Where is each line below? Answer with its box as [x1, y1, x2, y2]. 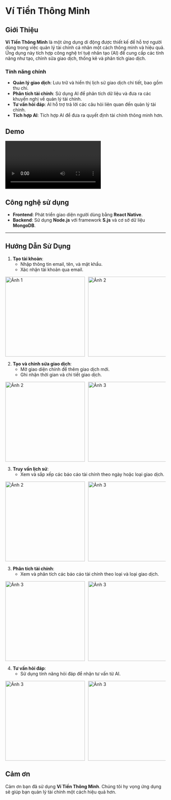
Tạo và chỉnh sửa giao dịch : [12, 360, 72, 367]
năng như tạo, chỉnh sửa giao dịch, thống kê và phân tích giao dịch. [5, 55, 147, 61]
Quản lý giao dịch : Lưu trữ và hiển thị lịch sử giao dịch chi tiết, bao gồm [12, 80, 163, 86]
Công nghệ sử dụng [5, 198, 69, 207]
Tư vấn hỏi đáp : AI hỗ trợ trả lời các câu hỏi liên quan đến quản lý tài [12, 101, 156, 107]
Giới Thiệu [5, 26, 39, 34]
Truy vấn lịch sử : [12, 466, 49, 472]
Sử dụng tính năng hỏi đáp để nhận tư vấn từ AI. [20, 670, 121, 677]
